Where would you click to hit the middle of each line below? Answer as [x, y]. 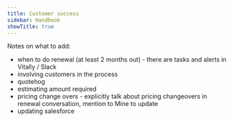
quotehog [31, 82]
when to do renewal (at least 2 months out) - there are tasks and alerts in [122, 60]
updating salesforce [46, 111]
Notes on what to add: [39, 46]
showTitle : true [31, 26]
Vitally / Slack [37, 67]
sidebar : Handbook [34, 20]
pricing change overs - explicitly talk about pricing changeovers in [112, 96]
